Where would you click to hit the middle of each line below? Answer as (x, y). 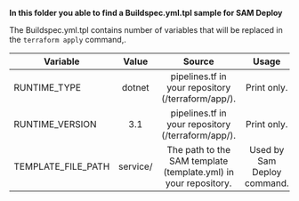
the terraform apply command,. (68, 40)
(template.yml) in (198, 172)
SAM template (198, 161)
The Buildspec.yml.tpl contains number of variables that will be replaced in (146, 30)
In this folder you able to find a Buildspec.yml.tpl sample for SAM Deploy (146, 13)
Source (198, 61)
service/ (136, 166)
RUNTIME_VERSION (55, 124)
